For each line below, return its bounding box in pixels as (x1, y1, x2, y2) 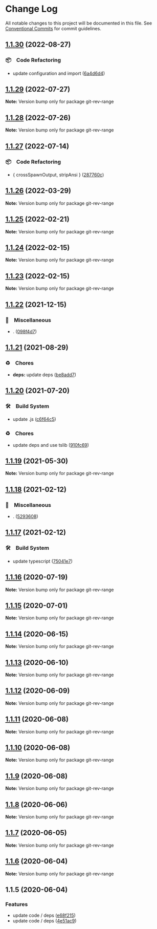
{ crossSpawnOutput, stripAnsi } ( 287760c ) (12, 171, 104, 178)
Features (5, 900, 28, 908)
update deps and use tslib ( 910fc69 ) (12, 442, 89, 448)
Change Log (5, 3, 58, 15)
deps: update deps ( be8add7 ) (12, 372, 77, 378)
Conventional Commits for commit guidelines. (5, 25, 101, 31)
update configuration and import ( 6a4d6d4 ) (12, 70, 105, 76)
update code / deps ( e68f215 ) (12, 912, 76, 919)
